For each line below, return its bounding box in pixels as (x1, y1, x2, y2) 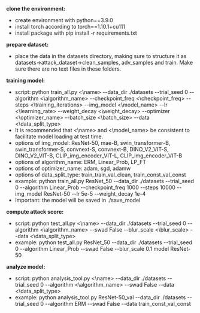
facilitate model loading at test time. (14, 133, 104, 140)
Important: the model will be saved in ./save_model (14, 197, 141, 203)
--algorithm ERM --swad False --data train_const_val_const (44, 300, 192, 307)
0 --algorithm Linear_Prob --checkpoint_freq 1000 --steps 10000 (14, 184, 175, 191)
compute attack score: (6, 208, 64, 215)
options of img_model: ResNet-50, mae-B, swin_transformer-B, (14, 139, 171, 146)
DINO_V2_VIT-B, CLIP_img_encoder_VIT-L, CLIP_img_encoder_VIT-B (14, 152, 183, 159)
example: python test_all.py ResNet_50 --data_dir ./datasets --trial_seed (14, 239, 193, 246)
